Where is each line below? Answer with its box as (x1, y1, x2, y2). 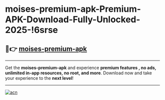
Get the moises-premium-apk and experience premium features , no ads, (5, 65, 156, 70)
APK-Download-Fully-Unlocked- (5, 14, 140, 25)
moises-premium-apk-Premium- (5, 3, 141, 15)
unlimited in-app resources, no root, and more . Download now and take (5, 70, 152, 76)
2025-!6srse (5, 25, 58, 35)
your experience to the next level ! (5, 75, 74, 81)
